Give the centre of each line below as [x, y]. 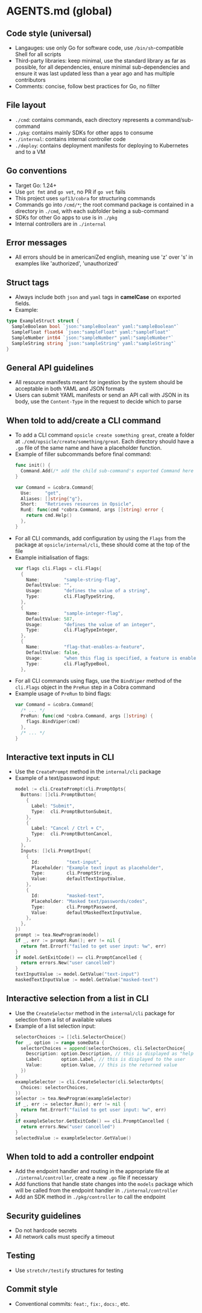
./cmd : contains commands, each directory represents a [84, 119]
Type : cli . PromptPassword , [74, 907]
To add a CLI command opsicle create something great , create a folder [105, 435]
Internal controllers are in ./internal [60, 224]
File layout [26, 105]
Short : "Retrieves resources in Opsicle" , [77, 504]
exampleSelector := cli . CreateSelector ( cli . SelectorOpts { [89, 1082]
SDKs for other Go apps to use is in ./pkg [66, 217]
